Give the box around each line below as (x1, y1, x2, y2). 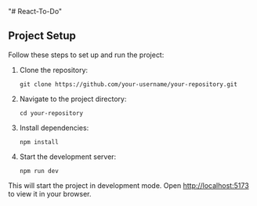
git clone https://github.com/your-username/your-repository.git (19, 80, 237, 89)
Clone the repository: (19, 65, 89, 74)
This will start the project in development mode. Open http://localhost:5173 (8, 180, 249, 190)
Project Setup (8, 29, 77, 42)
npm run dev (19, 167, 59, 175)
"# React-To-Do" (8, 7, 63, 16)
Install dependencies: (19, 123, 89, 132)
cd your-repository (19, 109, 84, 117)
